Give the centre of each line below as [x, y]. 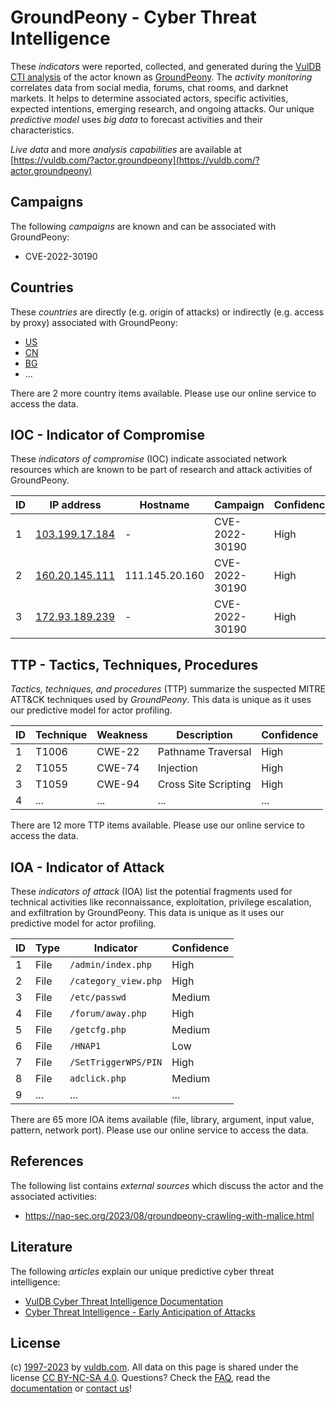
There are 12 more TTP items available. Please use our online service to [157, 825]
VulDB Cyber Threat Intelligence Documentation [124, 1301]
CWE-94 [118, 784]
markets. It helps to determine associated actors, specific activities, [149, 98]
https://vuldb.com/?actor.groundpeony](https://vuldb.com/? [136, 160]
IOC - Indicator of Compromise [107, 434]
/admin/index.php [110, 964]
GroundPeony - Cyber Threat [133, 17]
